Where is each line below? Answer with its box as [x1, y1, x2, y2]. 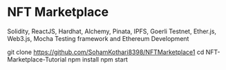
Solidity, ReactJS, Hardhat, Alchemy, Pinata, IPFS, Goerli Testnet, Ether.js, [7, 27, 216, 35]
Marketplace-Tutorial [7, 55, 67, 63]
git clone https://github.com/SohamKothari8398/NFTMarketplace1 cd [7, 48, 205, 56]
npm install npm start [68, 55, 128, 63]
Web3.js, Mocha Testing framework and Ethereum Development [7, 34, 189, 42]
